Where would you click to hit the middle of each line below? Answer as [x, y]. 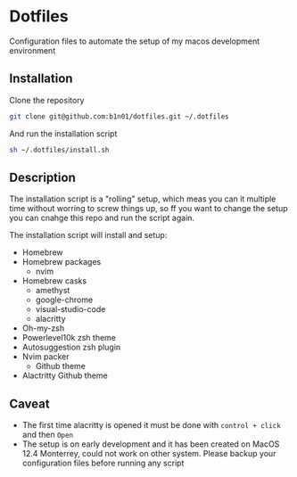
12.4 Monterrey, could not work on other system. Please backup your [149, 454]
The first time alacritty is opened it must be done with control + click [151, 425]
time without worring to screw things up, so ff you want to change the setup [148, 209]
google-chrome [64, 300]
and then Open [48, 435]
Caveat [30, 403]
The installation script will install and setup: [88, 235]
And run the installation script [63, 133]
